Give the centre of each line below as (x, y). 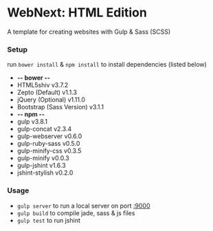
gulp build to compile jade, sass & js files (76, 213)
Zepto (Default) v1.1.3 (47, 92)
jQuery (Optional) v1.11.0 (51, 100)
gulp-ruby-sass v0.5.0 (48, 144)
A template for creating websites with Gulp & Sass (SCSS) (89, 32)
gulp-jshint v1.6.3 (42, 166)
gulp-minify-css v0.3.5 (49, 151)
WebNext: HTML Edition (77, 13)
